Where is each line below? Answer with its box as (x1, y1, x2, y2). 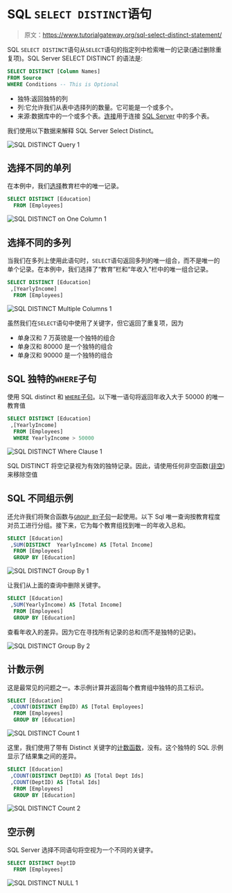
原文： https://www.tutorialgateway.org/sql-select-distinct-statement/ (24, 31, 222, 39)
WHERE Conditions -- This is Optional (7, 81, 119, 87)
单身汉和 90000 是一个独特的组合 (17, 351, 113, 359)
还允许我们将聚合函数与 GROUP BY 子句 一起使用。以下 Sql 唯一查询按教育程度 (7, 512, 221, 521)
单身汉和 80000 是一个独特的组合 (17, 342, 113, 351)
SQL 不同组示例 (7, 492, 73, 504)
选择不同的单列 (7, 162, 71, 174)
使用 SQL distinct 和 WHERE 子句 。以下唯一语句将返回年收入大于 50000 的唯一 (7, 393, 224, 401)
